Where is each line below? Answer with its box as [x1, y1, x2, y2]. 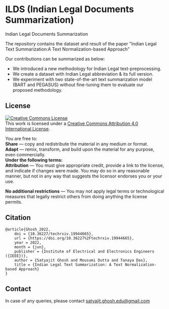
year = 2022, [14, 240, 42, 245]
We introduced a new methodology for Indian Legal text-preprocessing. [12, 66, 161, 72]
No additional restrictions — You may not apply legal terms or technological [5, 188, 164, 194]
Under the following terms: [5, 157, 63, 163]
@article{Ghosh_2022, [5, 227, 51, 232]
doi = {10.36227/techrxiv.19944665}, [14, 231, 94, 236]
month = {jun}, [14, 244, 46, 250]
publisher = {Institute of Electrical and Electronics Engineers [14, 249, 155, 254]
